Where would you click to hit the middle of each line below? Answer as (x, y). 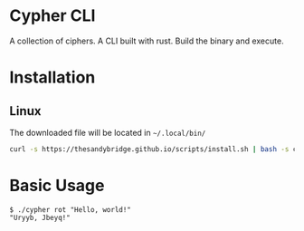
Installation (52, 77)
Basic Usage (57, 186)
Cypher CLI (52, 16)
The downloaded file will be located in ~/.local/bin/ (108, 132)
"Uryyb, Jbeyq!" (40, 217)
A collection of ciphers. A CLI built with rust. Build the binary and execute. (147, 41)
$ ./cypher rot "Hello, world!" (70, 209)
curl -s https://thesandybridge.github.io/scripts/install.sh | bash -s (149, 149)
